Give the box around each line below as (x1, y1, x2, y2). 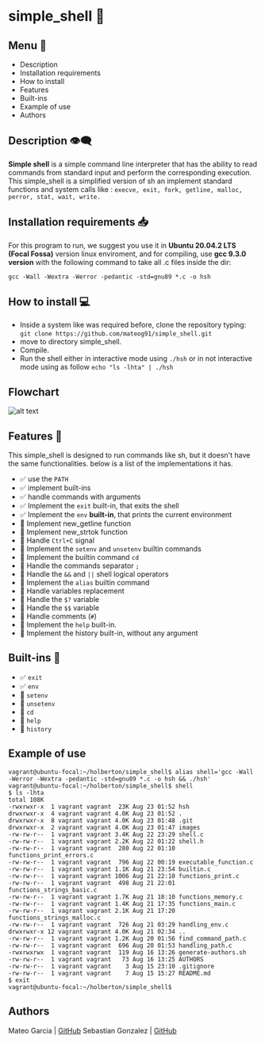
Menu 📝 (8, 39, 47, 52)
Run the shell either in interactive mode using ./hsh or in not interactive (19, 354, 252, 363)
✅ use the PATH (19, 474, 69, 484)
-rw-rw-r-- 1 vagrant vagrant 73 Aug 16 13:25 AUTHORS (8, 955, 204, 963)
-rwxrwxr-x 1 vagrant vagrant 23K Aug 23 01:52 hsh (8, 803, 190, 811)
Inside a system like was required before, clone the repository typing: (19, 320, 247, 330)
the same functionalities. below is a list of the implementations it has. (8, 459, 233, 469)
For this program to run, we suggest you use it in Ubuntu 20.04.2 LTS (8, 240, 236, 250)
